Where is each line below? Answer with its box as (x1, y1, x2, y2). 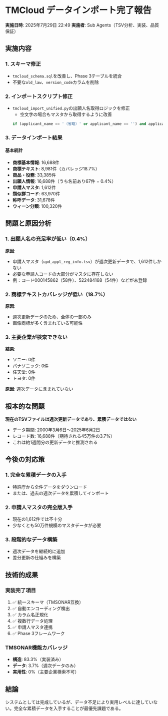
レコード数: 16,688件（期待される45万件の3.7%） (12, 433, 115, 439)
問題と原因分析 (5, 219, 51, 228)
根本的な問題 (5, 402, 45, 410)
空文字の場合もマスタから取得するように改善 (19, 111, 112, 117)
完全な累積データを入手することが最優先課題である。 (13, 706, 123, 712)
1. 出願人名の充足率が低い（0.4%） (5, 235, 91, 242)
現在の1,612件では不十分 (12, 516, 62, 522)
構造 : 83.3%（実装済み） (12, 657, 64, 663)
